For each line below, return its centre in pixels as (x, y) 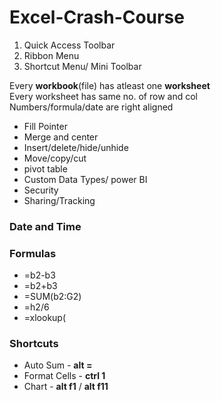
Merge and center (61, 137)
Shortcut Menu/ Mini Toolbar (82, 66)
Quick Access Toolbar (69, 45)
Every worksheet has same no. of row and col (103, 96)
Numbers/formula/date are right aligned (91, 107)
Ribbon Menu (51, 55)
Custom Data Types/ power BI (85, 179)
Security (41, 190)
